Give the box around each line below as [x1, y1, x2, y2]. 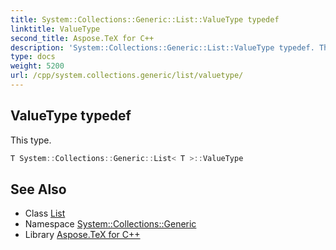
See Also [10, 181, 67, 198]
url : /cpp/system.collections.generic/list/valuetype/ [10, 71, 244, 81]
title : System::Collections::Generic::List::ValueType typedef [10, 14, 280, 25]
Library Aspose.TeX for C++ [24, 229, 141, 241]
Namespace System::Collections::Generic [24, 218, 197, 230]
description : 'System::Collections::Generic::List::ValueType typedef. [10, 42, 315, 53]
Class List [24, 207, 66, 220]
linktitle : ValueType [10, 24, 101, 34]
